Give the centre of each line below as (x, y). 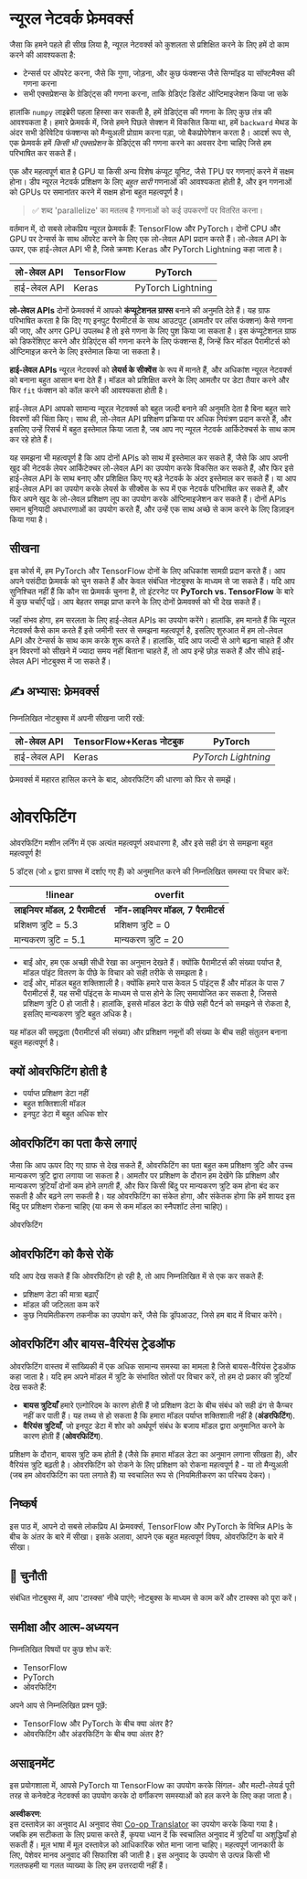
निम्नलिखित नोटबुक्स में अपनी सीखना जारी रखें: (77, 718)
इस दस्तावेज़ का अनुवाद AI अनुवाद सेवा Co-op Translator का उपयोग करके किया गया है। (144, 1824)
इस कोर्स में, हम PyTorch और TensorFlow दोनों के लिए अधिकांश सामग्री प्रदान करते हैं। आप (148, 571)
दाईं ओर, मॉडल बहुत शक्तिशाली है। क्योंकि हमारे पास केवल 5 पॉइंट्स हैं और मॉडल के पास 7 (153, 983)
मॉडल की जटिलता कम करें (61, 1304)
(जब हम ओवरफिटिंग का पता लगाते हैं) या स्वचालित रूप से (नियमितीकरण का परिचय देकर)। (140, 1475)
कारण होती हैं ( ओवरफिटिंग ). (63, 1436)
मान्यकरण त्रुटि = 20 (149, 939)
